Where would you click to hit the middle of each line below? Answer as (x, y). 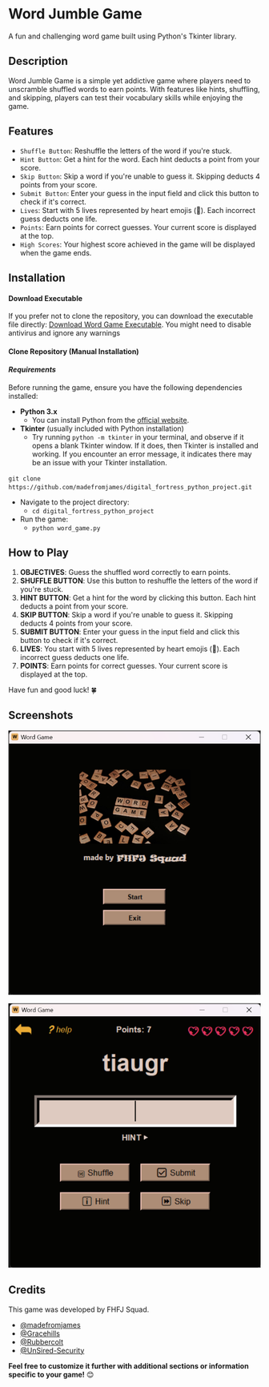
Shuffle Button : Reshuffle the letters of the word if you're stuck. (126, 151)
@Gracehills (40, 1333)
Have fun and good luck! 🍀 (53, 689)
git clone (25, 478)
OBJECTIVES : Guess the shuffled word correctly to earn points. (125, 572)
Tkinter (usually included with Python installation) (102, 428)
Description (38, 61)
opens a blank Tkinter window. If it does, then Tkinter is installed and (145, 445)
